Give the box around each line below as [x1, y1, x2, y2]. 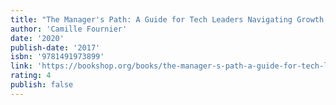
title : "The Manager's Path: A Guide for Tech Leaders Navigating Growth [10, 14, 325, 25]
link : [10, 61, 33, 71]
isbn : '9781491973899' [10, 52, 105, 62]
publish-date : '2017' [10, 42, 101, 53]
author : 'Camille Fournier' [10, 24, 128, 34]
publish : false [10, 80, 74, 90]
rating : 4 [10, 71, 52, 81]
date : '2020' [10, 33, 65, 43]
